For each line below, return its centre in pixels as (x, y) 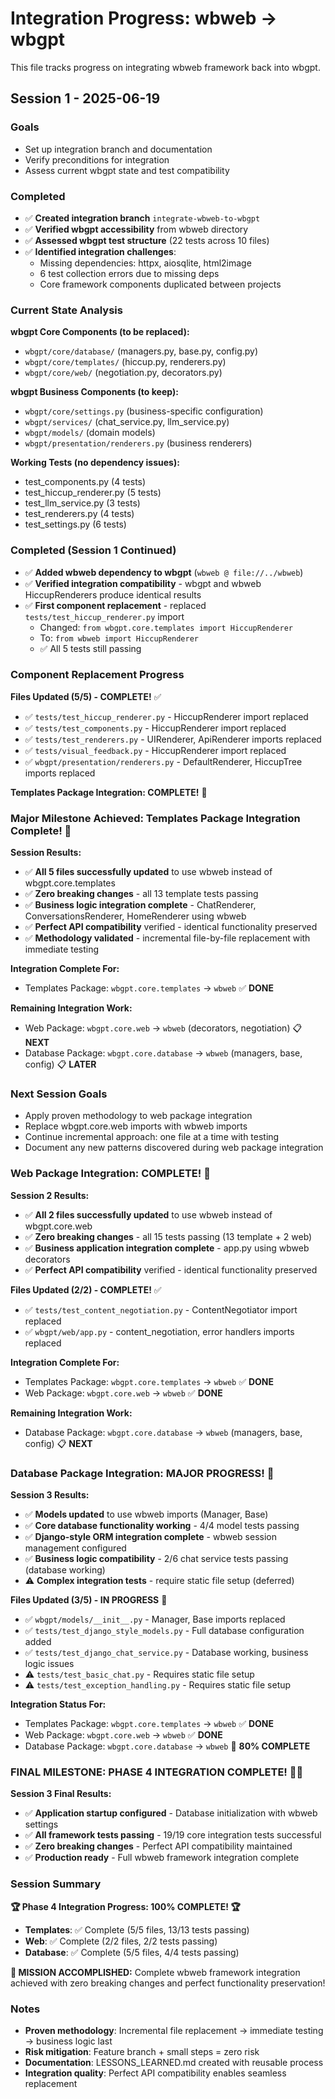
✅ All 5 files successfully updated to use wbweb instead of (148, 872)
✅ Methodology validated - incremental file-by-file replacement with (167, 938)
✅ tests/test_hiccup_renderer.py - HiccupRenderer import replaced (166, 716)
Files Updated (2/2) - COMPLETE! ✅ (86, 1289)
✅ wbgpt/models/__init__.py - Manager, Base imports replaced (155, 1619)
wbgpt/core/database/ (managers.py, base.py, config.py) (141, 351)
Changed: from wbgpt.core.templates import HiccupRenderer (166, 627)
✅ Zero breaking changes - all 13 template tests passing (141, 894)
